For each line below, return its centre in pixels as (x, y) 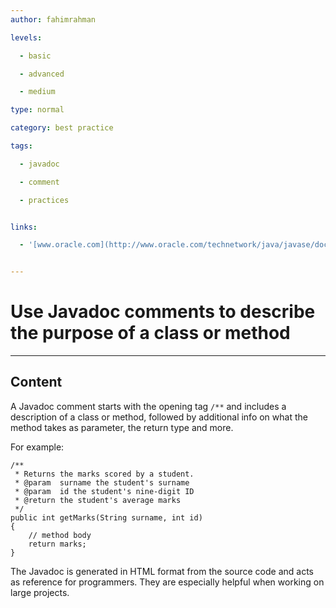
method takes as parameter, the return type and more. (122, 427)
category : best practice (62, 128)
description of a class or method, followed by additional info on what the (159, 417)
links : (24, 227)
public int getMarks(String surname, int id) (106, 517)
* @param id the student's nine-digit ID (104, 491)
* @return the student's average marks (98, 500)
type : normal (37, 110)
